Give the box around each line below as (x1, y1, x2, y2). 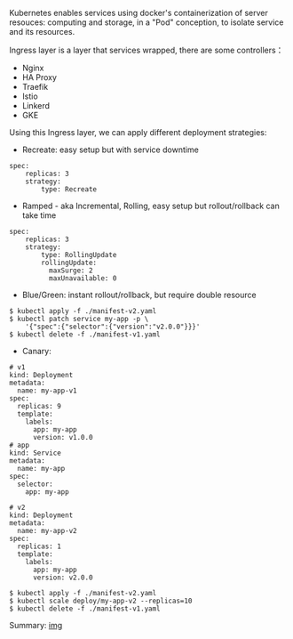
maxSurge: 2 (48, 266, 93, 275)
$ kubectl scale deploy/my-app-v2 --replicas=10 (9, 596, 193, 605)
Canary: (21, 346, 51, 356)
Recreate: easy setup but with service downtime (21, 144, 200, 155)
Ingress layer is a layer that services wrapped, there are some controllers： (9, 44, 284, 55)
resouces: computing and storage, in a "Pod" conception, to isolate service (9, 17, 284, 28)
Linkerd (21, 101, 51, 110)
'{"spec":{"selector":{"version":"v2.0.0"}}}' (25, 322, 201, 331)
